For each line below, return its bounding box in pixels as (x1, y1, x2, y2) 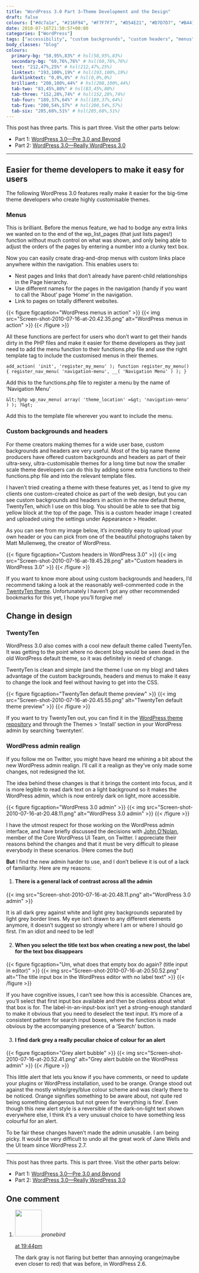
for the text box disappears (14, 947, 83, 955)
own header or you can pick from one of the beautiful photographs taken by (6, 533, 192, 540)
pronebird (41, 1231, 66, 1238)
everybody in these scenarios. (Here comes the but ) (6, 846, 134, 854)
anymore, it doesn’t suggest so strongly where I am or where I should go (6, 921, 183, 929)
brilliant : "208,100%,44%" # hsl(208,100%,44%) (11, 81, 131, 87)
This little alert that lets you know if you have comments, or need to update (6, 1074, 189, 1081)
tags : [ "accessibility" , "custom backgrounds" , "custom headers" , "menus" (6, 36, 195, 42)
